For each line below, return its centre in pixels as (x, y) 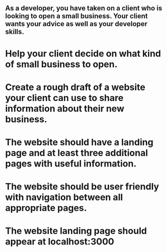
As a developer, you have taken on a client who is (84, 8)
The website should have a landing (79, 142)
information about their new (65, 108)
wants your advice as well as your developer (76, 24)
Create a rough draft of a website (75, 87)
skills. (15, 32)
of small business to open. (61, 64)
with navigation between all (64, 197)
